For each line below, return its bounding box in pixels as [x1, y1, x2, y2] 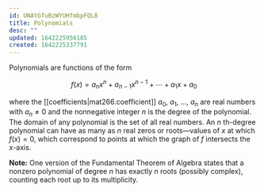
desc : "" [9, 26, 38, 34]
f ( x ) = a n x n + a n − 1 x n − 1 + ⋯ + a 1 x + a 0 [71, 79, 197, 91]
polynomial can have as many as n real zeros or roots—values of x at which [9, 126, 256, 136]
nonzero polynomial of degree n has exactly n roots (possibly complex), [9, 167, 243, 176]
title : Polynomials [9, 19, 74, 27]
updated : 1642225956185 [9, 33, 88, 42]
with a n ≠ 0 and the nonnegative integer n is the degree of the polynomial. [9, 107, 252, 119]
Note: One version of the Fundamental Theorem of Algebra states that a [9, 158, 244, 167]
